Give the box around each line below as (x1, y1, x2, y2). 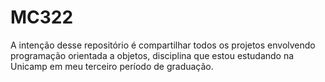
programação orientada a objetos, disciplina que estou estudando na (10, 49, 295, 61)
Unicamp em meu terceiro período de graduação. (10, 60, 214, 72)
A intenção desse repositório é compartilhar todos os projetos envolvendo (10, 39, 316, 51)
